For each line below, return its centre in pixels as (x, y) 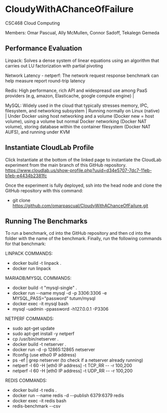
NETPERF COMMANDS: (30, 319)
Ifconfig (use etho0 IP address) (44, 355)
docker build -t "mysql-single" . (45, 288)
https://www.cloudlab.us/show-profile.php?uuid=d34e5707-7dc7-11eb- (79, 170)
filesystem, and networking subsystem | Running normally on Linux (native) (83, 110)
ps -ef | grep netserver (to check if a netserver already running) (78, 360)
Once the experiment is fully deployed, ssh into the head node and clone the (83, 185)
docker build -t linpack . (37, 263)
